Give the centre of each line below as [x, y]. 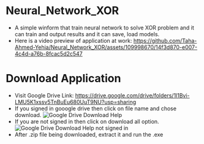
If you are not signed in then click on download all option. [87, 121]
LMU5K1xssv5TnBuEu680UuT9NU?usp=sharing [75, 102]
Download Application [63, 79]
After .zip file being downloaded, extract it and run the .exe [89, 134]
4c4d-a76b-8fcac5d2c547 [49, 53]
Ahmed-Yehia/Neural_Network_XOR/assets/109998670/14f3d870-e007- [106, 47]
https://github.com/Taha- [165, 40]
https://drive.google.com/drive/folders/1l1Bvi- [133, 95]
